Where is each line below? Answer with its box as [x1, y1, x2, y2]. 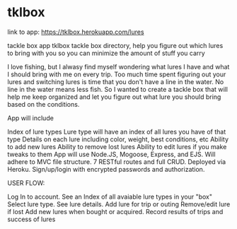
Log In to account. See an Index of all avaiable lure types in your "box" [7, 192, 213, 201]
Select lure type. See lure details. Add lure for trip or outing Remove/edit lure [7, 199, 231, 209]
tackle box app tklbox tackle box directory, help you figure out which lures [7, 41, 224, 49]
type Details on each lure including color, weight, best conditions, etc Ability [7, 135, 229, 143]
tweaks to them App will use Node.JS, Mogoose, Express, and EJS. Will [7, 150, 216, 158]
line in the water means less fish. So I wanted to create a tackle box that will [7, 85, 229, 93]
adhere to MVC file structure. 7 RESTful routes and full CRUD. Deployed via [7, 157, 226, 166]
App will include [7, 114, 54, 122]
